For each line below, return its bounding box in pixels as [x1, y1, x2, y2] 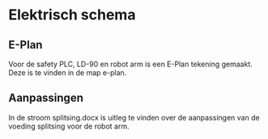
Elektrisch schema [8, 6, 136, 24]
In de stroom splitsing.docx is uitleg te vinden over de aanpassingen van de [8, 112, 261, 122]
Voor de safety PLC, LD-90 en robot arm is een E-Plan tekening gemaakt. [8, 59, 253, 69]
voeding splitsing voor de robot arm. [8, 121, 130, 131]
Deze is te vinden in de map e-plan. [8, 68, 127, 78]
